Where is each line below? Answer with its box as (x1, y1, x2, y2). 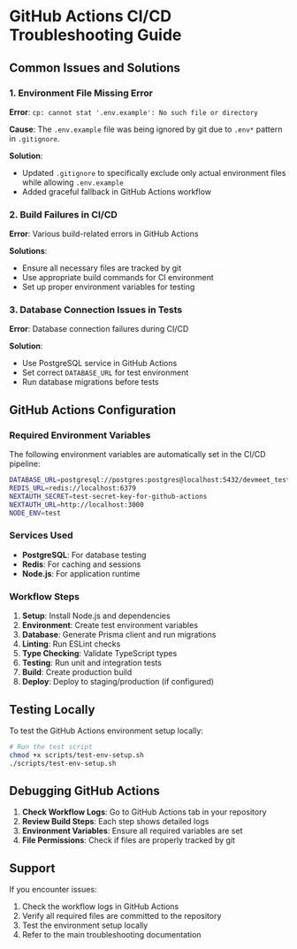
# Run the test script (9, 742, 93, 751)
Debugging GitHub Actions (9, 783, 161, 798)
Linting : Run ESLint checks (21, 639, 121, 649)
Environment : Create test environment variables (21, 620, 199, 631)
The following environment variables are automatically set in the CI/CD (9, 449, 267, 460)
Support (9, 861, 56, 876)
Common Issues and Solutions (9, 60, 181, 75)
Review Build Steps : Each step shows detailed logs (21, 816, 209, 827)
